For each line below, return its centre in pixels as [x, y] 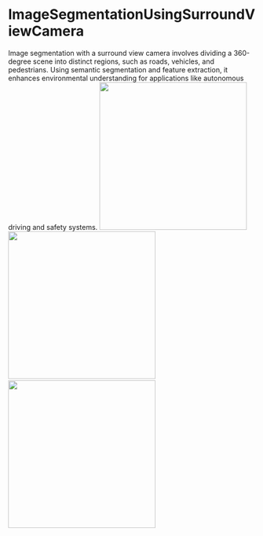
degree [20, 61]
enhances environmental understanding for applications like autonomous [126, 78]
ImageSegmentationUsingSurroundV [132, 15]
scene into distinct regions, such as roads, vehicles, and [123, 61]
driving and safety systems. [53, 227]
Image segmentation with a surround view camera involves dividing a [120, 53]
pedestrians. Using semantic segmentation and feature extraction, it [118, 69]
